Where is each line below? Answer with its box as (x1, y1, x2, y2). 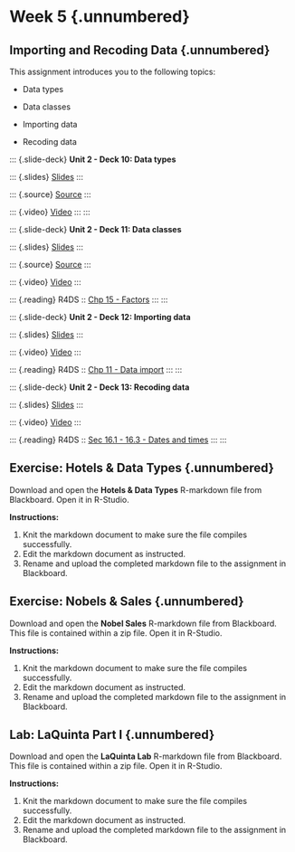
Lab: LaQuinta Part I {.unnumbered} (9, 727, 215, 743)
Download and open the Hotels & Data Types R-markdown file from (9, 484, 262, 495)
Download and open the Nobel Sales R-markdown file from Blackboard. (9, 618, 278, 629)
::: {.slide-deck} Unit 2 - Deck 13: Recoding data (9, 382, 190, 393)
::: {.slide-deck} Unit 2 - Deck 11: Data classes (9, 224, 183, 234)
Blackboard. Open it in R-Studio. (9, 494, 129, 505)
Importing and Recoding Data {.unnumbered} (9, 43, 271, 58)
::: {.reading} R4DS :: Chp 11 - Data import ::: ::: (9, 364, 183, 374)
